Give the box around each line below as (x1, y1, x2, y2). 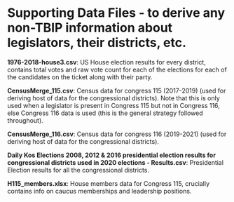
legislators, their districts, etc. (7, 35, 187, 50)
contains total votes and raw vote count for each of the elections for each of (7, 65, 228, 74)
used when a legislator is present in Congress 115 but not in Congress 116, (7, 101, 221, 109)
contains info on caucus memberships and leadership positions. (7, 187, 192, 195)
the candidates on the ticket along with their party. (7, 72, 153, 81)
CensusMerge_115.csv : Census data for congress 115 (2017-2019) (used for (7, 86, 226, 95)
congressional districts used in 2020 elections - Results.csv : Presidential (7, 158, 224, 166)
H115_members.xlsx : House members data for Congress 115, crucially (7, 179, 210, 187)
